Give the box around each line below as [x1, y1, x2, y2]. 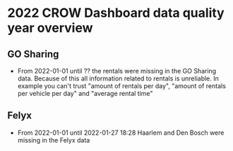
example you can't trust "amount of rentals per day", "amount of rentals [17, 82, 226, 90]
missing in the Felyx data [17, 135, 90, 144]
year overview [7, 20, 93, 36]
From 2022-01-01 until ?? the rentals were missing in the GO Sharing [17, 67, 217, 75]
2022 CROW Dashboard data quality [7, 5, 225, 21]
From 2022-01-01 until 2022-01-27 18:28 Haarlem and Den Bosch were [17, 128, 225, 137]
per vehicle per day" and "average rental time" [17, 90, 153, 97]
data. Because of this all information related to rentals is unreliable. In [17, 74, 219, 83]
